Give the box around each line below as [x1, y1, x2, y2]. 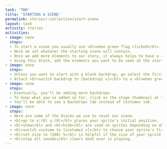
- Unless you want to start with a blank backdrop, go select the [9, 72, 150, 77]
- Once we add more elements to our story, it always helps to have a [9, 53, 159, 59]
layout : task [5, 21, 32, 26]
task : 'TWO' [5, 7, 30, 12]
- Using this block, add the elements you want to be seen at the [9, 58, 150, 63]
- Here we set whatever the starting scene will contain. [9, 49, 133, 54]
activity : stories [5, 26, 43, 31]
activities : [5, 30, 30, 35]
